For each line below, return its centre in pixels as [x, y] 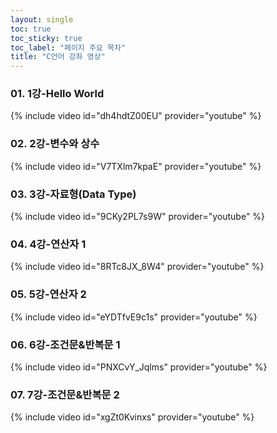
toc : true [31, 29]
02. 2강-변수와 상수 [55, 144]
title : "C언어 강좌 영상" [58, 57]
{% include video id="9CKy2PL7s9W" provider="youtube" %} [138, 217]
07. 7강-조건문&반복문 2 [65, 394]
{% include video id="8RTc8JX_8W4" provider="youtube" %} [137, 267]
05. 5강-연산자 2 [48, 294]
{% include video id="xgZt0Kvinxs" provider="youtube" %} [132, 417]
